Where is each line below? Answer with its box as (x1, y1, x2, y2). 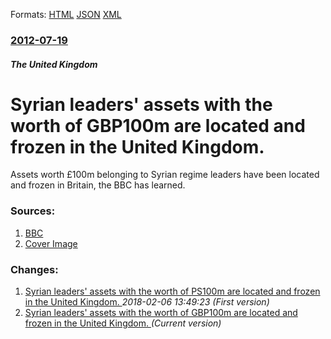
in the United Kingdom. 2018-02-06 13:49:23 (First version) (24, 296, 270, 308)
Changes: (10, 262, 59, 276)
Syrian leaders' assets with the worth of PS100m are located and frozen (24, 285, 321, 298)
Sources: (10, 204, 56, 218)
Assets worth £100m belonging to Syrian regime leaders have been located (10, 169, 320, 181)
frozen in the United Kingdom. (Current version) (24, 317, 222, 329)
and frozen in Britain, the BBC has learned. (10, 179, 186, 191)
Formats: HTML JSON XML (10, 9, 122, 20)
